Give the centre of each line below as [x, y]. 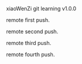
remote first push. [28, 20]
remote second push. [32, 31]
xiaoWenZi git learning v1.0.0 [41, 9]
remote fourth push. [31, 55]
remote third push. [29, 43]
